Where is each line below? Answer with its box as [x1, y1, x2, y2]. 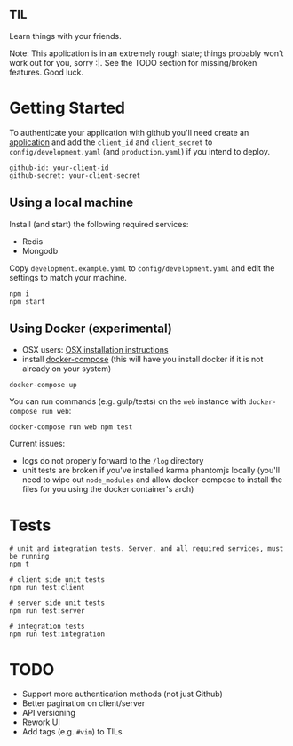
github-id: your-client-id [9, 163, 109, 172]
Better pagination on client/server [21, 698, 146, 709]
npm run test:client [9, 583, 86, 592]
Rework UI [21, 717, 60, 727]
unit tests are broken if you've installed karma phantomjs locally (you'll [21, 465, 281, 476]
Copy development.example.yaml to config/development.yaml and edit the [9, 262, 275, 274]
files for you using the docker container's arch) [21, 484, 194, 495]
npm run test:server [9, 607, 86, 615]
